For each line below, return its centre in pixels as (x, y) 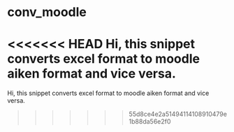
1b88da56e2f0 (150, 122)
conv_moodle (47, 12)
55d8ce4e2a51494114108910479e (178, 114)
